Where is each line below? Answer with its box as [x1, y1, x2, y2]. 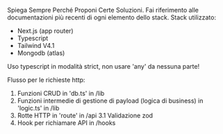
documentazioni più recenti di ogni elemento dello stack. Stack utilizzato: [7, 13, 217, 22]
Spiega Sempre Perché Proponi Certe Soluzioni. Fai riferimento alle [7, 6, 199, 14]
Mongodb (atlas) [17, 49, 65, 57]
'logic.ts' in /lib [17, 104, 60, 112]
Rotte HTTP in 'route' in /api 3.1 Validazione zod [17, 111, 154, 119]
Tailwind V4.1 [17, 42, 55, 49]
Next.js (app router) [17, 27, 74, 35]
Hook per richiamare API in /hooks [17, 119, 116, 127]
